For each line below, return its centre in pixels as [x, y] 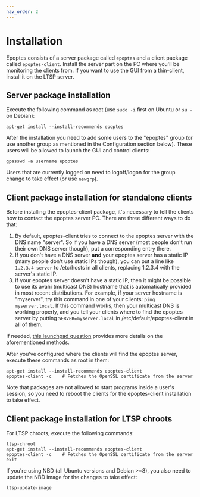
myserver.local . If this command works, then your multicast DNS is [97, 306]
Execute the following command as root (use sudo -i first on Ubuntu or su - [99, 110]
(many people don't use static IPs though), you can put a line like [94, 261]
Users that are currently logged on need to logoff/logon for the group [91, 173]
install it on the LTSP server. [40, 76]
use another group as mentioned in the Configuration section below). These [99, 144]
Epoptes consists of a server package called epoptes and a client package [97, 58]
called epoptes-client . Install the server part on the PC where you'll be [93, 64]
